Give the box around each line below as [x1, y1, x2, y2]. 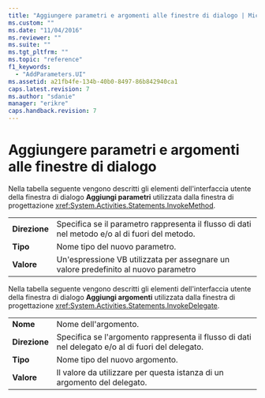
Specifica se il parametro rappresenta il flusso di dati [56, 218, 252, 229]
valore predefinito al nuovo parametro [56, 264, 196, 275]
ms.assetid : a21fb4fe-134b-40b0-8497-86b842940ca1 [8, 77, 178, 85]
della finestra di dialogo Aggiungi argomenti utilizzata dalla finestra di [8, 292, 236, 302]
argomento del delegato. [56, 377, 147, 388]
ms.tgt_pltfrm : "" [8, 48, 69, 56]
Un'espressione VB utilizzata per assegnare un [56, 253, 230, 265]
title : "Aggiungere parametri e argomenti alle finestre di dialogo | [8, 11, 245, 20]
